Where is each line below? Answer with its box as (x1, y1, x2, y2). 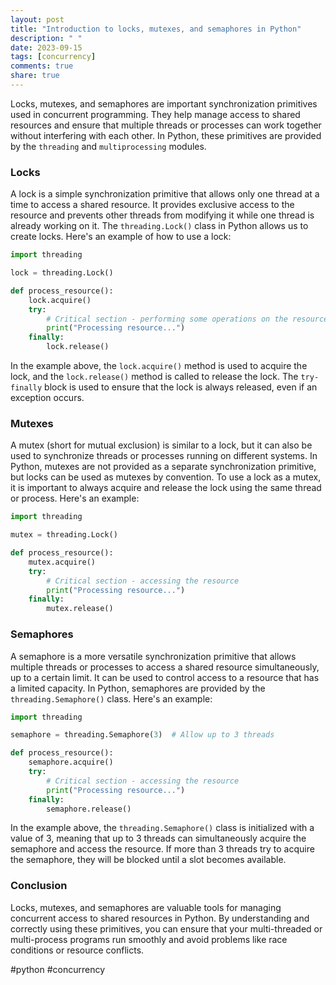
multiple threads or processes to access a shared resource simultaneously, (10, 661, 320, 673)
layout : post (10, 14, 65, 25)
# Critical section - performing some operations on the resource (46, 314, 329, 324)
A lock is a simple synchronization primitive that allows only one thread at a (10, 188, 320, 200)
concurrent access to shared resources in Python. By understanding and (10, 912, 310, 924)
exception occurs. (10, 392, 85, 404)
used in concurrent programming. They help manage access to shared (10, 108, 301, 120)
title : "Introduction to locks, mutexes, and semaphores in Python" (10, 24, 302, 34)
